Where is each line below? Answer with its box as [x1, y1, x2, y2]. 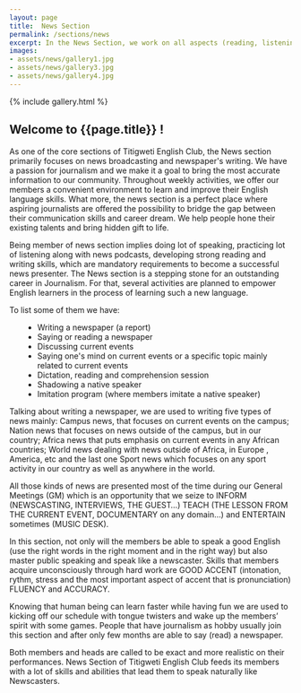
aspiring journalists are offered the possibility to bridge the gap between [9, 203, 276, 213]
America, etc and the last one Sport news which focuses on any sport [9, 454, 267, 464]
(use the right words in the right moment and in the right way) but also [9, 545, 268, 556]
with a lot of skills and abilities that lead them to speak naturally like [9, 665, 258, 677]
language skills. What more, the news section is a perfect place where [9, 194, 269, 204]
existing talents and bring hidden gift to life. [9, 221, 169, 233]
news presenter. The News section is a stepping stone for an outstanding [9, 268, 279, 279]
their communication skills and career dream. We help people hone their [9, 212, 276, 223]
